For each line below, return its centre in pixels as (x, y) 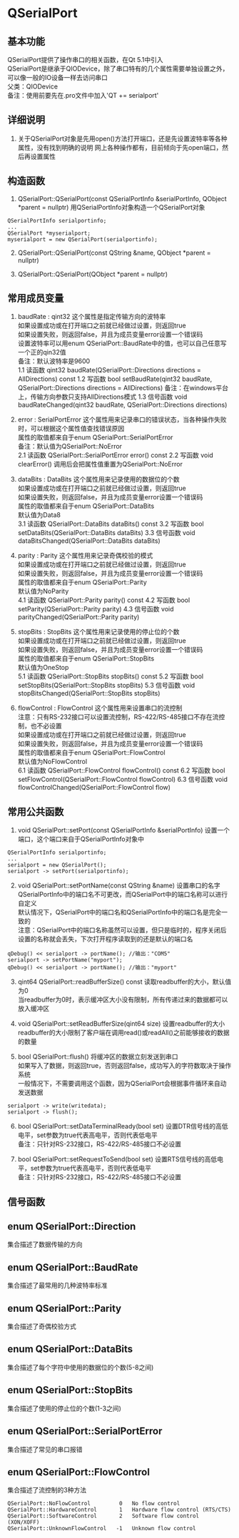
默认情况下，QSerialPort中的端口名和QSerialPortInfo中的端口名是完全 (119, 912)
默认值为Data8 (39, 515)
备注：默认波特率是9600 (54, 361)
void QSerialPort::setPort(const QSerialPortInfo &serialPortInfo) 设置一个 (124, 830)
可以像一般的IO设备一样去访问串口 (58, 77)
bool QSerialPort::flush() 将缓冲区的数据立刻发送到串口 (98, 1056)
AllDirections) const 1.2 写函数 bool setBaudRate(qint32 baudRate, (115, 379)
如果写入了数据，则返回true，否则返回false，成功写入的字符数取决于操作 (124, 1066)
